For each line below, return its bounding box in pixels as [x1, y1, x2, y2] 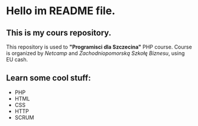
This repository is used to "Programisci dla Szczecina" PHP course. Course [6, 43, 192, 50]
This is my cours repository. [6, 28, 112, 38]
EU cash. [6, 56, 28, 63]
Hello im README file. [6, 4, 116, 18]
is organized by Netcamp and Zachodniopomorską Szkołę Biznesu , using [6, 50, 185, 57]
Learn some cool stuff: [6, 73, 91, 83]
